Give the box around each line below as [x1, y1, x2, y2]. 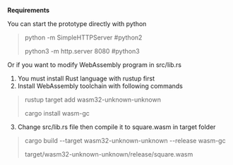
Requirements [7, 6, 50, 14]
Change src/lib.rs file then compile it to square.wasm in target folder [17, 123, 216, 131]
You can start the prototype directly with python [7, 20, 147, 28]
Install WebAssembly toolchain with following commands [17, 82, 184, 90]
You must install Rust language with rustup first [17, 74, 155, 82]
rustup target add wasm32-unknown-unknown [24, 95, 161, 104]
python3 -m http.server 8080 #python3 [24, 47, 140, 55]
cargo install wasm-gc [24, 109, 90, 117]
